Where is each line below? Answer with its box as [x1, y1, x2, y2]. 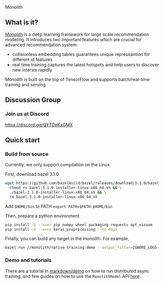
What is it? [5, 18, 38, 26]
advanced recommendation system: [5, 42, 78, 48]
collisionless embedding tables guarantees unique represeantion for [12, 51, 150, 57]
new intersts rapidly [12, 67, 53, 73]
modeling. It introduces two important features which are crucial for [5, 36, 142, 42]
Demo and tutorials [5, 257, 52, 264]
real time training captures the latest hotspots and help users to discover [12, 61, 159, 68]
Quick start [5, 136, 40, 144]
